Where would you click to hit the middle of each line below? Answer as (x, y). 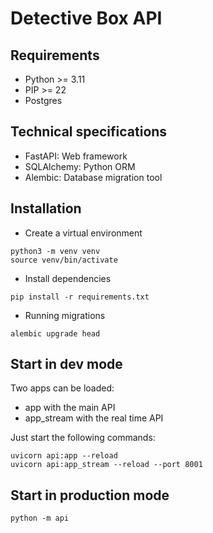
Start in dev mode (66, 364)
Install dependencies (68, 278)
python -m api (40, 518)
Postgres (43, 100)
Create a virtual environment (83, 233)
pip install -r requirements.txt (80, 297)
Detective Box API (86, 18)
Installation (46, 208)
